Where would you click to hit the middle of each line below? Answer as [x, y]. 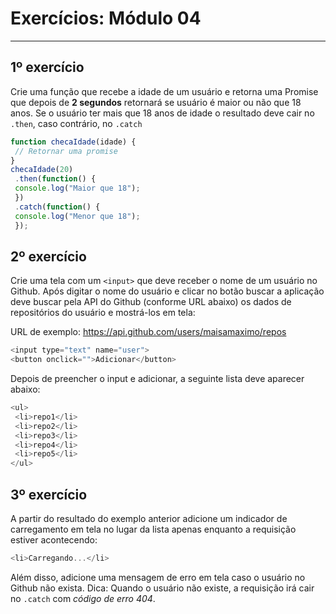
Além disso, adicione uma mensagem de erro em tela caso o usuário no [158, 577]
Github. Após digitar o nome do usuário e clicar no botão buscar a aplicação [167, 291]
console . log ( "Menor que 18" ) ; [77, 216]
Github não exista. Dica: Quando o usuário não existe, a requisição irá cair [162, 588]
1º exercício [47, 67]
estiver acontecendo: [54, 540]
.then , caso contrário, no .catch [76, 123]
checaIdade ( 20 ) [42, 170]
